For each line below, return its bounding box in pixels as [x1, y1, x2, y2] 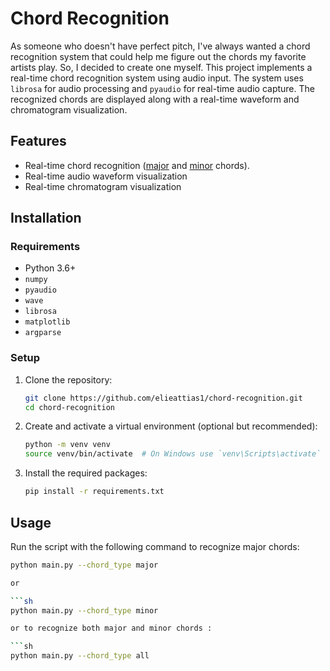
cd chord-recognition [24, 402, 115, 412]
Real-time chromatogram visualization [24, 180, 182, 192]
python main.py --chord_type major [10, 560, 159, 570]
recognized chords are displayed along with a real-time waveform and [10, 93, 300, 105]
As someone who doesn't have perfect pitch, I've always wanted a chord [10, 40, 311, 52]
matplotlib [24, 317, 71, 327]
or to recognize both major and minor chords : [10, 623, 213, 634]
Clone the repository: [24, 373, 113, 386]
